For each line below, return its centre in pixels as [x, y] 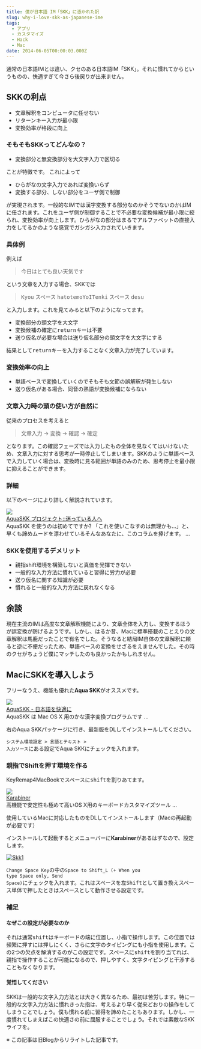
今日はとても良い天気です [52, 272]
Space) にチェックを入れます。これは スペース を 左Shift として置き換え [92, 883]
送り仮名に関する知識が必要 [49, 580]
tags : [13, 23]
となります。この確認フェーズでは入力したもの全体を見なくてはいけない [95, 446]
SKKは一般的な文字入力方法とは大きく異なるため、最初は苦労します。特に [98, 997]
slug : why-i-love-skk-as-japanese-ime [55, 17]
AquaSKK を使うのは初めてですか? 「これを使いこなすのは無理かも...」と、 [99, 526]
